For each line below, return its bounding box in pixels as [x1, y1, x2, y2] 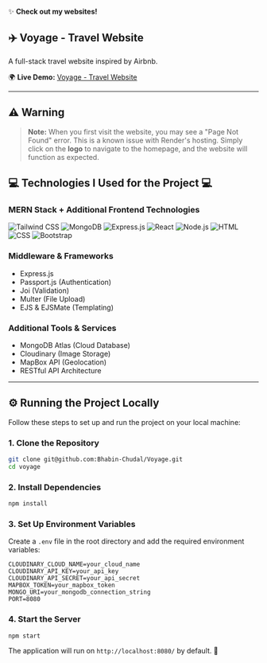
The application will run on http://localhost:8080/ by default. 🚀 [8, 646, 219, 656]
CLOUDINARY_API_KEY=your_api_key [8, 567, 119, 575]
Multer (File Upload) [19, 294, 86, 303]
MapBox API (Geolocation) [19, 357, 107, 367]
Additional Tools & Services [8, 322, 117, 333]
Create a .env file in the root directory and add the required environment [8, 536, 245, 546]
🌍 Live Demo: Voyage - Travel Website [8, 72, 137, 82]
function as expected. [27, 152, 99, 162]
